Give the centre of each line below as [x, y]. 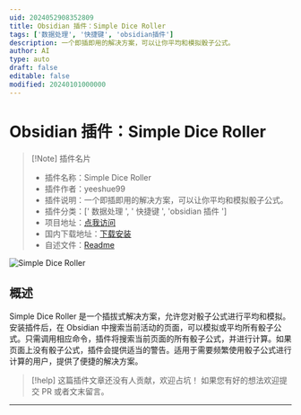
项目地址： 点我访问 [80, 222]
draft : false [34, 68]
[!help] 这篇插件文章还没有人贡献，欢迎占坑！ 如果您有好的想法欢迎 [155, 380]
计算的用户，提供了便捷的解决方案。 [76, 361]
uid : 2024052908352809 [52, 18]
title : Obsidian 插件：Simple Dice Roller [88, 26]
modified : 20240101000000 [57, 84]
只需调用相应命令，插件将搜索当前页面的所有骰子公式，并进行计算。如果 [158, 339]
